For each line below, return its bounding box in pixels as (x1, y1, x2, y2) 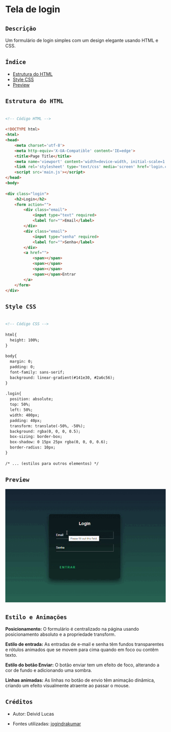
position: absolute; (10, 397, 53, 402)
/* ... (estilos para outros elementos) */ (5, 461, 99, 466)
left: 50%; (10, 407, 33, 413)
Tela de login (5, 4, 61, 15)
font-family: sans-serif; (10, 370, 65, 375)
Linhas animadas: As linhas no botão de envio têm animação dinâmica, (5, 677, 155, 683)
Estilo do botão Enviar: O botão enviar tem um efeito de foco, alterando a (5, 662, 159, 668)
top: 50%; (10, 402, 31, 407)
